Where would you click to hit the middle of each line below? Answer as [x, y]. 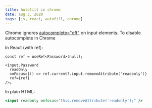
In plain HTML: [20, 92]
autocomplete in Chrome [30, 38]
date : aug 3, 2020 [24, 14]
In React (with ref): [24, 48]
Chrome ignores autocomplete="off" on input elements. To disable [73, 33]
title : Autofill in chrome [33, 10]
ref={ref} [20, 78]
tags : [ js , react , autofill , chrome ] [44, 19]
